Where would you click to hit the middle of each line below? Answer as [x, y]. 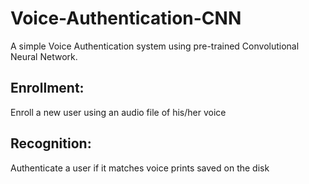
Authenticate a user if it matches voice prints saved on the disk [140, 168]
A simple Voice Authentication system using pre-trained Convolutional [155, 46]
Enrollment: [47, 88]
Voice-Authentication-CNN [126, 18]
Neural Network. [44, 56]
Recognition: [51, 143]
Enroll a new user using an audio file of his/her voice [118, 112]
